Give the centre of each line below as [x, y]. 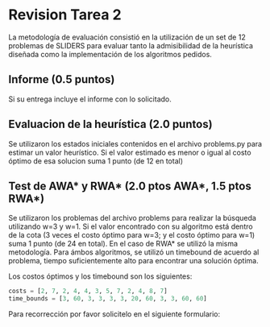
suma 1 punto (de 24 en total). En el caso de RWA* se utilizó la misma [123, 244]
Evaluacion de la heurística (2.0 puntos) [110, 124]
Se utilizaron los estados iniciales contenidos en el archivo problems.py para [135, 143]
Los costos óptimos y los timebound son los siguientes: [100, 276]
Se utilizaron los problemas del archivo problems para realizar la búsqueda [132, 218]
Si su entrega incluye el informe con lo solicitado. [90, 99]
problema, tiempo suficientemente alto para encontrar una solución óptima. [134, 261]
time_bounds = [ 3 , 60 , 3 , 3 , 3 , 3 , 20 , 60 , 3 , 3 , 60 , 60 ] [108, 299]
